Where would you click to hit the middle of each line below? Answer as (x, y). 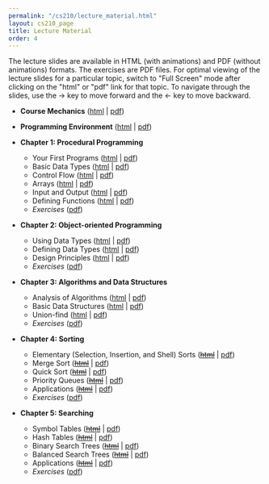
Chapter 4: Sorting (52, 339)
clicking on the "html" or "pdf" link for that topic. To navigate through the (129, 87)
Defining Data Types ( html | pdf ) (86, 249)
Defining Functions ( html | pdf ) (83, 201)
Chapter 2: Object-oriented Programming (91, 225)
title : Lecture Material (50, 31)
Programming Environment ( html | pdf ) (86, 127)
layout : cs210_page (41, 23)
